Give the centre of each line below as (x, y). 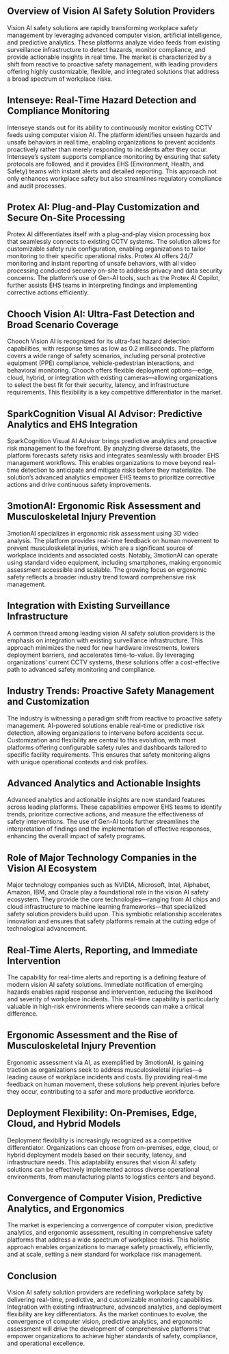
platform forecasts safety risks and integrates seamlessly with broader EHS (113, 455)
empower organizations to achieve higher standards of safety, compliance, (112, 1336)
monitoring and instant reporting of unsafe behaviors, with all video (102, 264)
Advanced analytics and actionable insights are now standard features (106, 800)
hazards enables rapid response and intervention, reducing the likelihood (110, 992)
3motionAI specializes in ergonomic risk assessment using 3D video (103, 533)
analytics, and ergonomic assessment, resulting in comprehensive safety (110, 1233)
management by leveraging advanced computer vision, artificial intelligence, (114, 35)
